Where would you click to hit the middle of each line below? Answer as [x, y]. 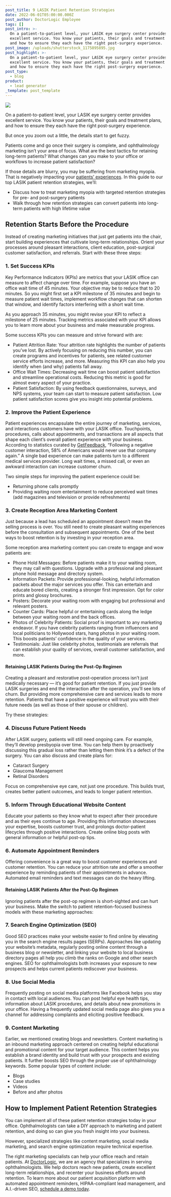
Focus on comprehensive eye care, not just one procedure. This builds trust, [85, 786]
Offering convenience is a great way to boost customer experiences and [81, 862]
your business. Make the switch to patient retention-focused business [78, 906]
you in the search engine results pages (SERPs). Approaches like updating [83, 942]
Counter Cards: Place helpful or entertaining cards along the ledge [82, 612]
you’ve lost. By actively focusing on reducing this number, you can [82, 350]
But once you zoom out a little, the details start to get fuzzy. [68, 135]
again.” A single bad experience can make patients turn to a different [77, 456]
